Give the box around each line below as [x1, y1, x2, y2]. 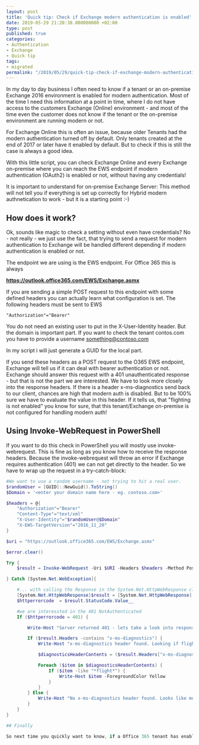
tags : [6, 58, 20, 64]
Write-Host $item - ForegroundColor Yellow [59, 673, 166, 679]
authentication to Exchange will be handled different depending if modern [6, 241, 186, 249]
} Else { [27, 690, 49, 696]
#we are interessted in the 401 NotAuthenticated [17, 609, 142, 615]
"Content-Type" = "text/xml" [17, 511, 84, 517]
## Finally [6, 722, 33, 728]
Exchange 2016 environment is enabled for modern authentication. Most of [6, 92, 189, 99]
